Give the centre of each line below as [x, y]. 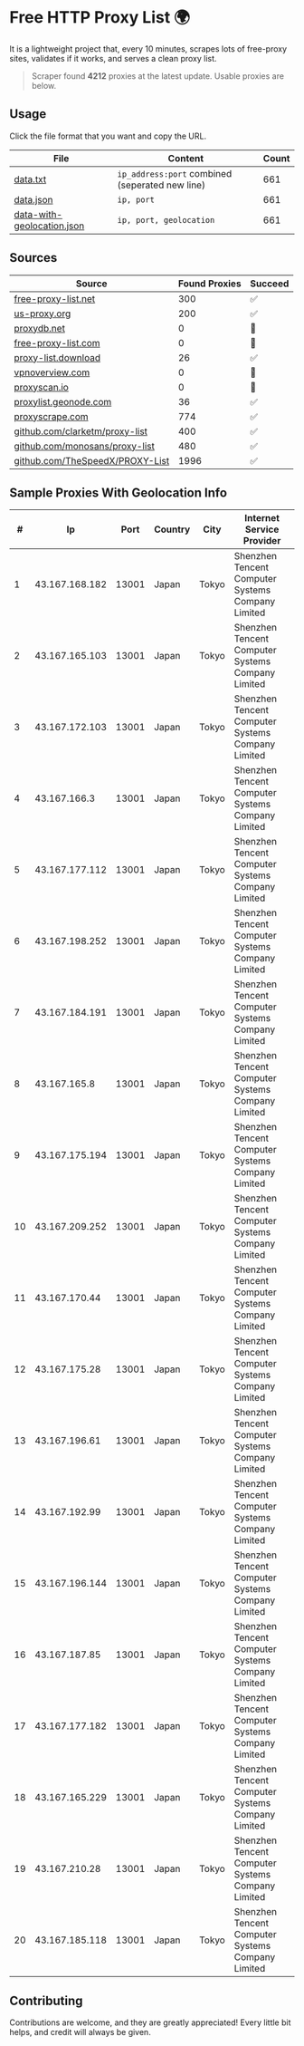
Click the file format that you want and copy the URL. [108, 136]
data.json [33, 199]
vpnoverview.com [52, 372]
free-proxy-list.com [57, 343]
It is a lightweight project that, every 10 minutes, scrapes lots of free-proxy [148, 48]
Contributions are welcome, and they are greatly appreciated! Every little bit [150, 2022]
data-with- [38, 214]
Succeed [270, 284]
